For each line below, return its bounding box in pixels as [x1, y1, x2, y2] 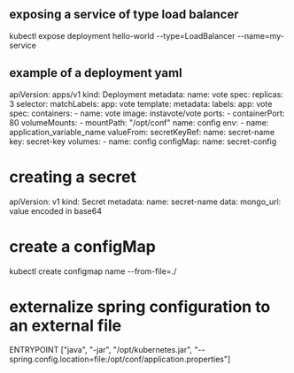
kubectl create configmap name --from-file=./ [9, 265, 177, 277]
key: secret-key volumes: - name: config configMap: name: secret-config [9, 136, 277, 147]
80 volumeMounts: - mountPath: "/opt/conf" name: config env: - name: [9, 117, 269, 127]
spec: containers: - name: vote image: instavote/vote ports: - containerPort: [9, 108, 285, 118]
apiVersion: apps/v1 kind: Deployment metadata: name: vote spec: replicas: [9, 88, 283, 100]
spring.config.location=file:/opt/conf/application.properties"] [9, 354, 231, 365]
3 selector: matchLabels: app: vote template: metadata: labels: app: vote [9, 98, 273, 109]
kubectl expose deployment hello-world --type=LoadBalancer [9, 30, 236, 41]
